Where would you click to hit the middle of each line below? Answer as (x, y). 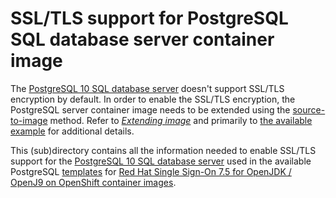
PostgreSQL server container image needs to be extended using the (150, 109)
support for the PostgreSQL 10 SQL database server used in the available (161, 161)
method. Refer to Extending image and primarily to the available (181, 120)
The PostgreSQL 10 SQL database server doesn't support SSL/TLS (147, 88)
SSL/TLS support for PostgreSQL (149, 18)
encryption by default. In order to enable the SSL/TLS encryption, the (153, 99)
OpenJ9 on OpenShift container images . (93, 182)
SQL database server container (142, 39)
